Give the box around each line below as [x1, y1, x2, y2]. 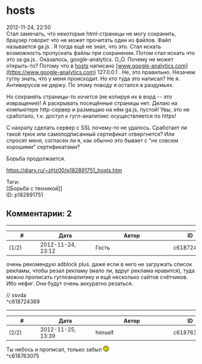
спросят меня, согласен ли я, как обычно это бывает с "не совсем [6, 136, 179, 144]
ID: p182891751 [6, 191, 43, 198]
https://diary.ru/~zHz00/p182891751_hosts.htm [6, 167, 122, 174]
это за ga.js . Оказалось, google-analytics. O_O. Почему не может [6, 56, 174, 63]
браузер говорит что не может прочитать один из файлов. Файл [6, 36, 171, 43]
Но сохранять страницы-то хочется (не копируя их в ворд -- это [6, 93, 173, 100]
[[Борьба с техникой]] [6, 185, 63, 192]
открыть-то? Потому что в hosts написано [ [6, 62, 118, 69]
